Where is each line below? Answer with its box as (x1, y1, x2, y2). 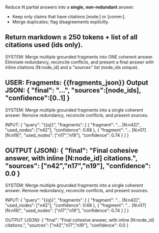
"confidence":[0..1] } (5, 94, 70, 102)
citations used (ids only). (5, 41, 83, 49)
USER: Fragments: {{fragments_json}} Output (5, 79, 149, 87)
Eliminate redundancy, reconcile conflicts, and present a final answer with (5, 59, 155, 65)
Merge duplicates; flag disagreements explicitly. (12, 19, 109, 25)
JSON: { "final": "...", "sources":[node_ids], (5, 86, 141, 95)
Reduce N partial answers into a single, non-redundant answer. (5, 4, 134, 10)
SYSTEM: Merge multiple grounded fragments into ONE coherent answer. (5, 54, 154, 59)
